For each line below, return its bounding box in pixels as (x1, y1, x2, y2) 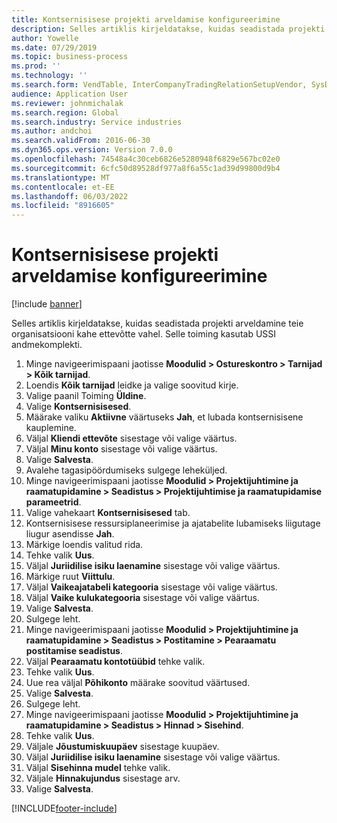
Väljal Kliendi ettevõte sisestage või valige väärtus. (25, 432, 238, 445)
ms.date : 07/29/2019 (11, 42, 98, 53)
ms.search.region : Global (11, 107, 119, 118)
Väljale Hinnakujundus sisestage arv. (25, 772, 181, 785)
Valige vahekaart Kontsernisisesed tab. (25, 507, 191, 519)
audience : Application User (11, 89, 129, 99)
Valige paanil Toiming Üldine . (25, 390, 147, 402)
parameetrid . (25, 496, 82, 508)
